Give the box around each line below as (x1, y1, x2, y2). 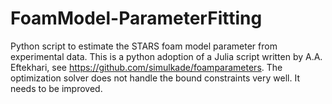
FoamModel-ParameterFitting (10, 7, 263, 30)
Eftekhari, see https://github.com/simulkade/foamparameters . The (10, 61, 283, 73)
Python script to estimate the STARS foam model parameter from (10, 40, 278, 52)
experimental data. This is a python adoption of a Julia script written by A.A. (10, 50, 323, 62)
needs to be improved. (10, 82, 103, 94)
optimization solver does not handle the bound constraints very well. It (10, 72, 300, 84)
